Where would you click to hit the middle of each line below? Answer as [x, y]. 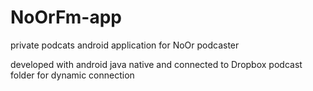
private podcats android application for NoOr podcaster [125, 45]
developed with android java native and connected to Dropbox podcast [156, 64]
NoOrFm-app [66, 17]
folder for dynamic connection [72, 75]
